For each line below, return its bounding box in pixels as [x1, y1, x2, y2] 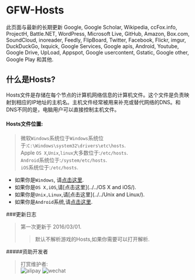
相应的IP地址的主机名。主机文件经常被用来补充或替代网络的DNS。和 [16, 98, 181, 105]
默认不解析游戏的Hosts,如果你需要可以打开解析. [35, 235, 150, 243]
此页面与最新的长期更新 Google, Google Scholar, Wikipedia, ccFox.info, [6, 23, 177, 30]
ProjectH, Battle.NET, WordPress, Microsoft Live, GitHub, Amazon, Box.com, [6, 30, 190, 37]
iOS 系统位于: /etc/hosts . [20, 163, 78, 170]
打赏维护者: [20, 260, 48, 267]
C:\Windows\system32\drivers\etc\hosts [27, 143, 125, 149]
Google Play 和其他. [6, 56, 54, 63]
